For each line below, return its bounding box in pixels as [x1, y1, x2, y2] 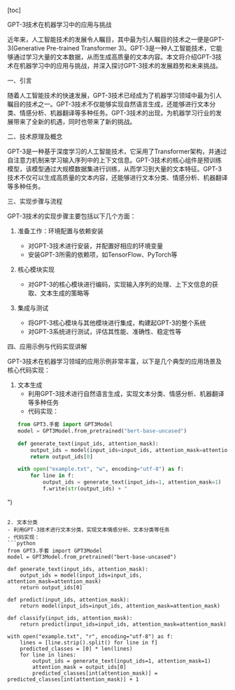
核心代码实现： [7, 366, 50, 374]
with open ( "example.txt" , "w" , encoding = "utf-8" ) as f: [17, 465, 184, 473]
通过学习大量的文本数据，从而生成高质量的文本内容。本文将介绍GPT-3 [13, 52, 216, 61]
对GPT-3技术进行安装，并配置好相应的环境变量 [27, 241, 163, 250]
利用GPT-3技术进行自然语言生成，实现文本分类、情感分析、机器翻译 [27, 390, 225, 397]
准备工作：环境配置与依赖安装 [17, 227, 104, 235]
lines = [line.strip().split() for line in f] [20, 639, 158, 646]
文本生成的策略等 [40, 289, 90, 297]
